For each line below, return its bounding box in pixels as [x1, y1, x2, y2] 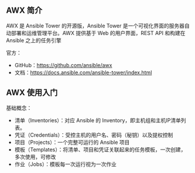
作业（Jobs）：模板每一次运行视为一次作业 [14, 160, 117, 168]
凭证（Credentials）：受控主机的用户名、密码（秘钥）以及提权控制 [14, 131, 173, 139]
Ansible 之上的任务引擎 [6, 37, 61, 44]
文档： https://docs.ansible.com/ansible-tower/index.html [14, 69, 152, 76]
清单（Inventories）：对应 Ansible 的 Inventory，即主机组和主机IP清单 [14, 116, 182, 124]
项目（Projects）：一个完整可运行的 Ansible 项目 [14, 139, 130, 146]
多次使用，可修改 [14, 153, 56, 160]
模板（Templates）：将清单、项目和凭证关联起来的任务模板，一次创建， [14, 146, 186, 153]
